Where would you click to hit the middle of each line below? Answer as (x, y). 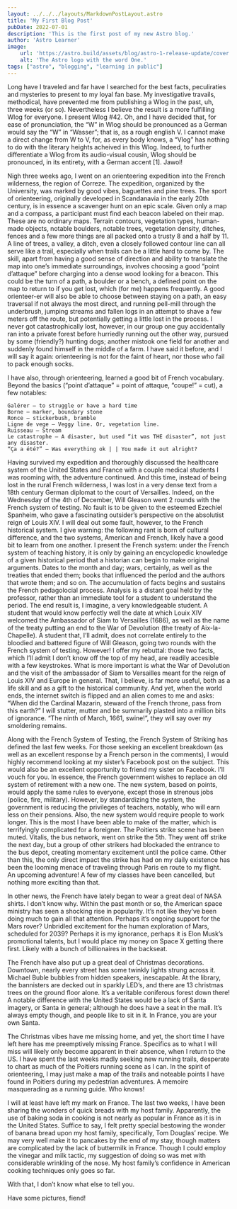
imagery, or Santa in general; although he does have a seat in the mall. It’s (115, 1007)
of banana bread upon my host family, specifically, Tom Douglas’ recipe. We (118, 1133)
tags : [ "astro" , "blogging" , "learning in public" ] (85, 67)
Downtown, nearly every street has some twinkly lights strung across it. (111, 970)
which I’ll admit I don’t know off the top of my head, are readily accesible (113, 658)
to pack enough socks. (41, 364)
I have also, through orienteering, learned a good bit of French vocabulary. (116, 378)
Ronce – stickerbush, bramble (52, 418)
